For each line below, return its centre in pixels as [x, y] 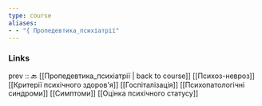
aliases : [23, 23]
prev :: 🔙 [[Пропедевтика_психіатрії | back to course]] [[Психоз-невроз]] [132, 76]
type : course [30, 16]
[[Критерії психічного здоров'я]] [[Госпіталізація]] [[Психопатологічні [127, 84]
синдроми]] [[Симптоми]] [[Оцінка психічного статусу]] [103, 93]
